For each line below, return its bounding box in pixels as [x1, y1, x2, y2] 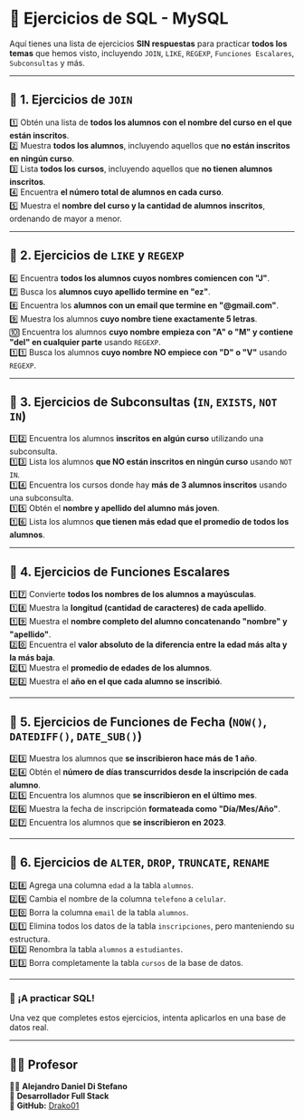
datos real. [9, 1022, 50, 1033]
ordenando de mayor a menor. [9, 213, 122, 224]
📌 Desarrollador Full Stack [9, 1090, 109, 1101]
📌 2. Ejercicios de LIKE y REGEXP [9, 248, 185, 264]
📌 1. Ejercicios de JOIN [9, 92, 133, 108]
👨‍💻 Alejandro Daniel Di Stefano [9, 1080, 128, 1091]
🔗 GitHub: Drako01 [9, 1100, 80, 1111]
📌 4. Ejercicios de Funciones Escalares [9, 564, 231, 579]
